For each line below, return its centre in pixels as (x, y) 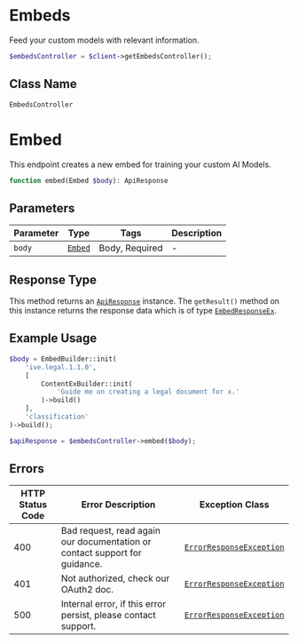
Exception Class (234, 505)
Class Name (43, 84)
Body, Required (131, 248)
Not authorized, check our (115, 578)
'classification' (57, 417)
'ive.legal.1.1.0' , (61, 367)
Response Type (53, 279)
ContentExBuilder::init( (87, 384)
